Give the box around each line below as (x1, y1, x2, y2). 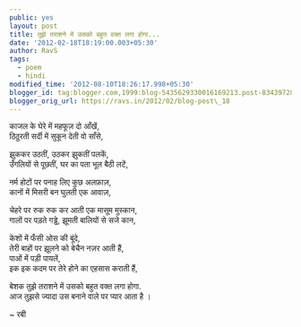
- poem (17, 64, 42, 73)
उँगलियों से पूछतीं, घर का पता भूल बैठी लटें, (9, 159, 129, 170)
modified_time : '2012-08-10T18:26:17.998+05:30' (9, 80, 194, 89)
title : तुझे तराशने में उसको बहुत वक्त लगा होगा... (9, 30, 160, 39)
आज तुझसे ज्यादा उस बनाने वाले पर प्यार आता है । (9, 291, 151, 302)
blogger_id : (9, 88, 54, 97)
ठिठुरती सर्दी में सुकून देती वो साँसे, (9, 131, 104, 142)
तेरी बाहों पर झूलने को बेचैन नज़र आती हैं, (9, 243, 125, 254)
